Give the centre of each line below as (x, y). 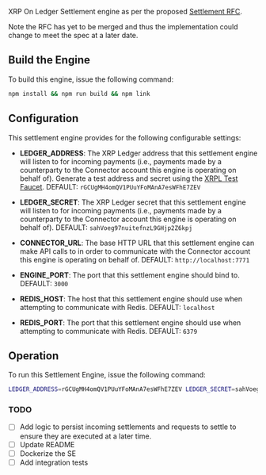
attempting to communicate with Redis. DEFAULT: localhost (117, 307)
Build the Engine (49, 60)
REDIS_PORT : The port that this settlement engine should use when (130, 322)
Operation (34, 356)
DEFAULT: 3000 (44, 283)
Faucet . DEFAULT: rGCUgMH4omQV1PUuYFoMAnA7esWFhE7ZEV (110, 186)
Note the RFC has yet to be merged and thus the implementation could (123, 27)
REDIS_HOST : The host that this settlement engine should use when (131, 299)
